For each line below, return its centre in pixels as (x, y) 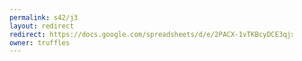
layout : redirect (42, 26)
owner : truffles (40, 43)
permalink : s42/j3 (44, 17)
